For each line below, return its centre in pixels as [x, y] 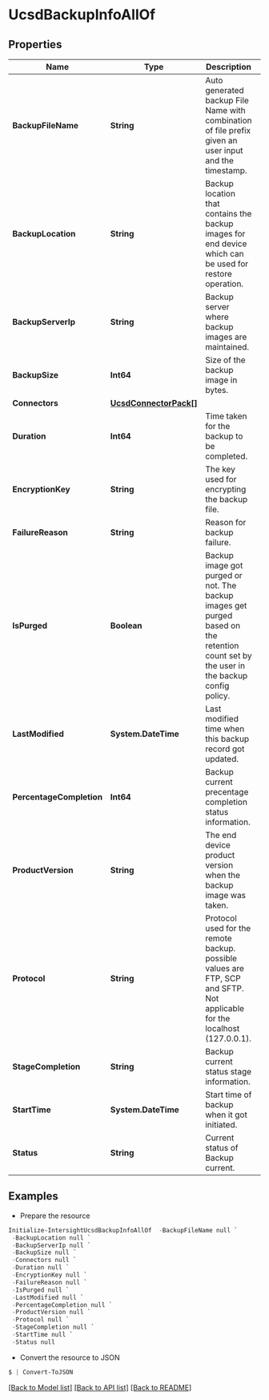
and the [220, 160]
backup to [224, 436]
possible [221, 958]
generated [225, 90]
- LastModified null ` [48, 1297]
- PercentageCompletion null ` [62, 1305]
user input [224, 150]
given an [221, 140]
